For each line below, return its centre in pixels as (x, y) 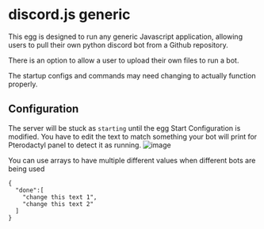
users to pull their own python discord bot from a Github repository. (118, 44)
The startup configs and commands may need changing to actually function (132, 75)
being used (27, 169)
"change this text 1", (60, 197)
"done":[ (30, 190)
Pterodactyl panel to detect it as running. (75, 145)
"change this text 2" (58, 204)
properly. (23, 84)
